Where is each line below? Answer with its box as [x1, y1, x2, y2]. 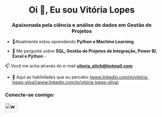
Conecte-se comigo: [5, 92, 55, 99]
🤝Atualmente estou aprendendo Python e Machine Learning [12, 39, 134, 45]
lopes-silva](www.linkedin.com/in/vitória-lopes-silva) [12, 80, 119, 85]
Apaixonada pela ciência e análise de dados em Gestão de [12, 22, 152, 29]
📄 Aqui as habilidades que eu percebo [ [12, 74, 91, 80]
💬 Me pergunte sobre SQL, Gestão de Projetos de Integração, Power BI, [12, 48, 157, 54]
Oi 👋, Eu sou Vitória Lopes [29, 4, 135, 16]
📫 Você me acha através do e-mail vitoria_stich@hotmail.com [5, 63, 133, 69]
